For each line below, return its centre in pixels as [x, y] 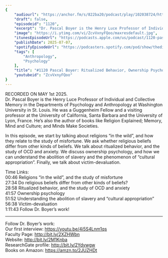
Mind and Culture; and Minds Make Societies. [52, 126]
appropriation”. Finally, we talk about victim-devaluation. [63, 162]
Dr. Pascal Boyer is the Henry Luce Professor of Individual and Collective [80, 99]
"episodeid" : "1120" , [36, 24]
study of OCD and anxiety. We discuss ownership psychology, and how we [82, 151]
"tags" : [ [24, 52]
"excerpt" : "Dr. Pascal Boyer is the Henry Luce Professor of [80, 29]
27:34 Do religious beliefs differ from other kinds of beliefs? [66, 182]
